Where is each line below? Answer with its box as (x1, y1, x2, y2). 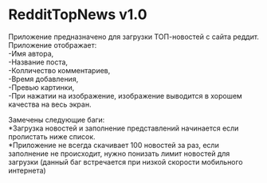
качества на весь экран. (8, 99, 92, 109)
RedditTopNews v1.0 (8, 6, 147, 24)
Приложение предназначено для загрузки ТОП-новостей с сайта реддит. (8, 32, 259, 41)
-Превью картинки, (8, 82, 75, 92)
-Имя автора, (8, 49, 54, 58)
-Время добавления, (8, 74, 79, 84)
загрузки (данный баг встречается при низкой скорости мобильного (8, 157, 243, 166)
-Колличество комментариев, (8, 65, 111, 75)
